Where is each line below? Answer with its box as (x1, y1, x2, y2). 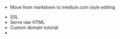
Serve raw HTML (9, 19, 45, 25)
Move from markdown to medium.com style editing (9, 4, 115, 10)
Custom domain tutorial (9, 24, 58, 30)
